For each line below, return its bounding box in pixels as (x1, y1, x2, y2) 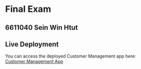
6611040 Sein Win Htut (5, 23, 78, 32)
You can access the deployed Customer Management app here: (5, 53, 136, 59)
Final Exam (5, 3, 51, 15)
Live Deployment (5, 40, 59, 48)
